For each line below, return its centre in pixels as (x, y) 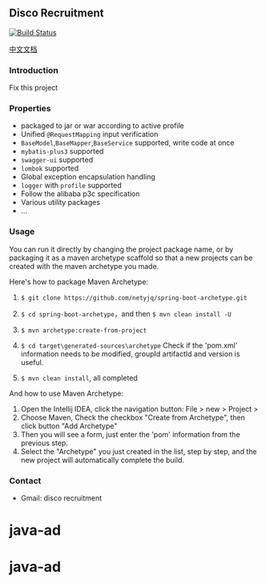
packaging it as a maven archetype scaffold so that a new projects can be (131, 257)
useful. (32, 362)
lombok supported (50, 168)
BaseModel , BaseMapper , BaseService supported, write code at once (127, 143)
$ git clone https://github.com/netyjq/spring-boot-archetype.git (134, 298)
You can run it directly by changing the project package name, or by (121, 249)
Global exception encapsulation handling (88, 177)
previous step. (44, 443)
